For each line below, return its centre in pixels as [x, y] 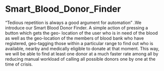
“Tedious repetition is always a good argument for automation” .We [73, 23]
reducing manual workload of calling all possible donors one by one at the [80, 59]
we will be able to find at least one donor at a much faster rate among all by [82, 54]
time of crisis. [19, 64]
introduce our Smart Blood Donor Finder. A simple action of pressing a [77, 27]
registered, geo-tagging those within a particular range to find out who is [79, 43]
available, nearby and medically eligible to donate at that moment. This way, [82, 48]
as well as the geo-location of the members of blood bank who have [75, 38]
